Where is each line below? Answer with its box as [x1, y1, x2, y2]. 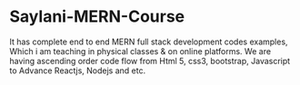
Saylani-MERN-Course [9, 6, 185, 27]
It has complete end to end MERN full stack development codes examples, [9, 36, 288, 47]
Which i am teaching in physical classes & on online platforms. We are [9, 45, 271, 56]
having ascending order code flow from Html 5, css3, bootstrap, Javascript [9, 55, 291, 66]
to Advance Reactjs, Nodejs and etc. [9, 65, 146, 76]
